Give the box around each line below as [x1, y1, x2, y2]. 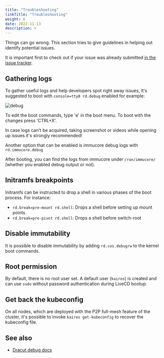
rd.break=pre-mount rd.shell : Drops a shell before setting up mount [12, 204, 153, 210]
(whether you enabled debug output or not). [5, 161, 95, 167]
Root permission [5, 262, 57, 271]
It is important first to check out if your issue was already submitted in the [5, 54, 156, 60]
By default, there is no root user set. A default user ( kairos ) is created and [5, 276, 157, 282]
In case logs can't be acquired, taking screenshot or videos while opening [5, 127, 157, 133]
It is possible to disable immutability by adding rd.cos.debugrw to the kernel [5, 243, 159, 249]
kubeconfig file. [5, 319, 37, 325]
